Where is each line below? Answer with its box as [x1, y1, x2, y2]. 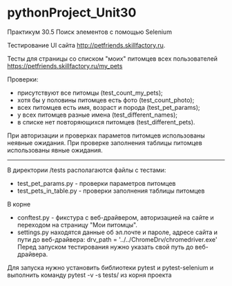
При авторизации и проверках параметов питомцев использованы [7, 131, 205, 140]
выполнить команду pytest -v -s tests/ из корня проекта [7, 271, 172, 279]
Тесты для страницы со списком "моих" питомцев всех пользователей [7, 54, 218, 63]
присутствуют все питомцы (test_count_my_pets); [17, 88, 164, 97]
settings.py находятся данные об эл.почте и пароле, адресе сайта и [17, 228, 218, 236]
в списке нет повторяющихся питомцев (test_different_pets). [17, 117, 195, 126]
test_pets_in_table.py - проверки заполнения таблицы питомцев [17, 187, 205, 195]
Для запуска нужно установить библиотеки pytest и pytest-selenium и [7, 263, 214, 271]
